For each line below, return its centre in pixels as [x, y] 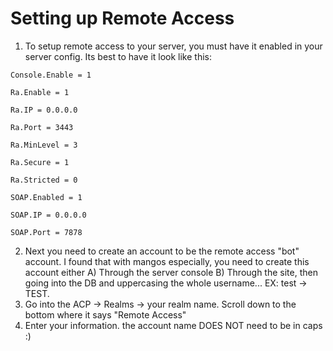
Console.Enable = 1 [51, 75]
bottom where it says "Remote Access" [105, 314]
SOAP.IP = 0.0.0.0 [48, 215]
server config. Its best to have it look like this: [118, 56]
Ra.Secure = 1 [40, 162]
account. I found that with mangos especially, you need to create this [167, 261]
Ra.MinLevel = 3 [44, 145]
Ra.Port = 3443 [42, 127]
